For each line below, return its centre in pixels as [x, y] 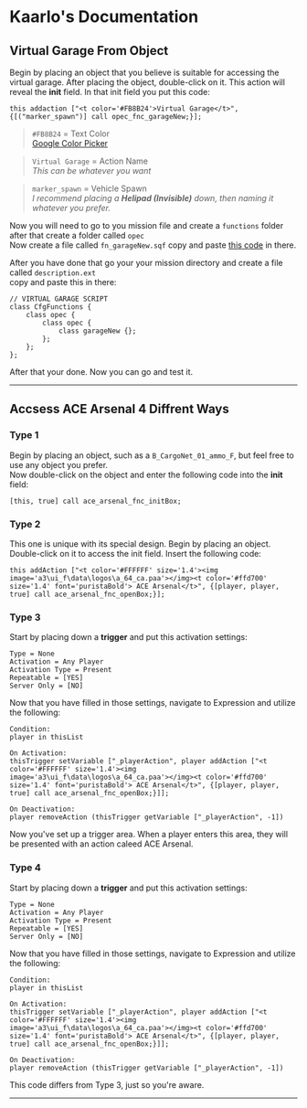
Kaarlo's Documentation [104, 17]
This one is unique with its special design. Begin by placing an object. [140, 543]
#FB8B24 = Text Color [70, 133]
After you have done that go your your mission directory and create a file [146, 263]
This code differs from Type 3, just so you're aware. [107, 1084]
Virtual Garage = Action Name [90, 161]
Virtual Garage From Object [89, 51]
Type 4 [25, 868]
